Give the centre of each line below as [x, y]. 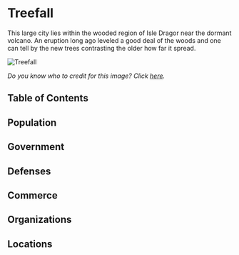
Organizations [40, 220]
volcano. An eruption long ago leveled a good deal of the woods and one [114, 40]
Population [32, 122]
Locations [30, 244]
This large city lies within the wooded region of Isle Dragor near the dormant [119, 33]
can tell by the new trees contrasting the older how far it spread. [102, 48]
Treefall [31, 13]
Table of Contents [48, 98]
